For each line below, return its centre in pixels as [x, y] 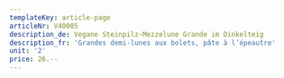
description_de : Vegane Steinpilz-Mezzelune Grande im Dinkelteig [137, 34]
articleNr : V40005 [44, 26]
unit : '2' [28, 51]
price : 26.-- [34, 59]
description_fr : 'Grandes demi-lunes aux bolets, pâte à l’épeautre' [143, 43]
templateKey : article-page [60, 17]
